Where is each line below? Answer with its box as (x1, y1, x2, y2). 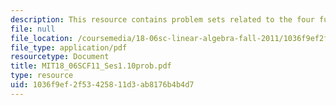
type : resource (10, 71, 74, 81)
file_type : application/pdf (10, 42, 128, 53)
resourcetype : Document (10, 52, 110, 62)
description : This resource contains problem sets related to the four (10, 14, 315, 25)
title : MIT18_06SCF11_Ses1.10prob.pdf (10, 61, 172, 71)
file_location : (10, 33, 74, 43)
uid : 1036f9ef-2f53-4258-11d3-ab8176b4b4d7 (10, 80, 195, 90)
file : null (10, 24, 56, 34)
